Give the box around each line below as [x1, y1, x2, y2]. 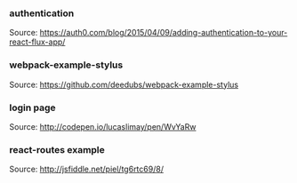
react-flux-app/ [9, 36, 66, 47]
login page [9, 101, 56, 114]
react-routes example [9, 143, 105, 155]
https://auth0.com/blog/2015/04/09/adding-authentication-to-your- [39, 28, 288, 38]
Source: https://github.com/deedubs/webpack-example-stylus [9, 79, 238, 90]
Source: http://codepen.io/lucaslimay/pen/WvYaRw [9, 121, 197, 131]
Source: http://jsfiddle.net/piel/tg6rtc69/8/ [9, 163, 165, 175]
